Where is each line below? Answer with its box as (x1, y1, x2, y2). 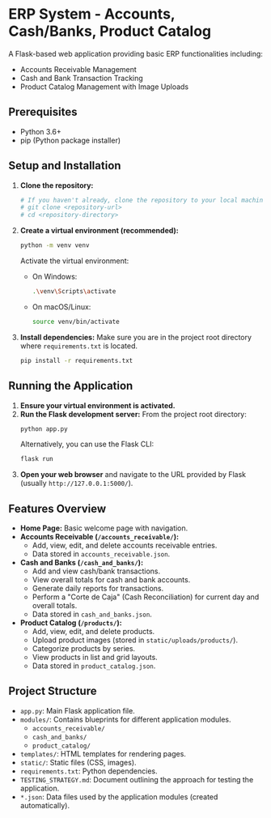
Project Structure (8, 684, 97, 698)
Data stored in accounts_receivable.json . (32, 549, 171, 559)
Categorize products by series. (32, 644, 136, 654)
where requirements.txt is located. (19, 341, 138, 351)
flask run (19, 455, 54, 463)
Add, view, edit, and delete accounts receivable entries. (32, 540, 218, 551)
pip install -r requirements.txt (19, 356, 133, 364)
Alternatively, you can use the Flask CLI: (19, 439, 155, 449)
